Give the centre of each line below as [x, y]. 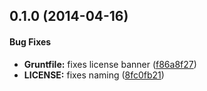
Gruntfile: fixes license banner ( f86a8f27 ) [110, 64]
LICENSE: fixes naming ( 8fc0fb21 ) [94, 75]
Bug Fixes [30, 41]
